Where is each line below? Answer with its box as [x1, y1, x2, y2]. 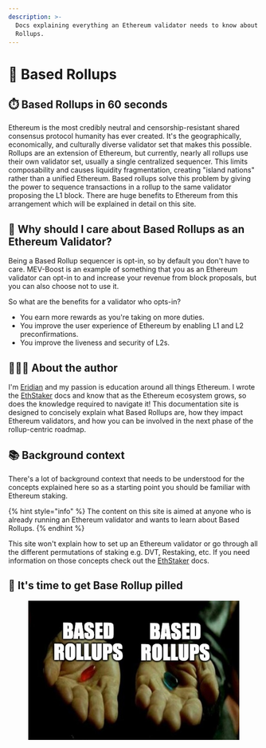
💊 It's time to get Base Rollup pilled [8, 579, 183, 592]
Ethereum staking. [8, 491, 68, 501]
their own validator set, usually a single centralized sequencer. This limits [8, 156, 248, 167]
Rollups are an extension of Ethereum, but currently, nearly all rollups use [8, 148, 248, 158]
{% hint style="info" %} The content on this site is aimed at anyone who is [8, 506, 252, 516]
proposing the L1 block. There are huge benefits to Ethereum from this [8, 191, 239, 200]
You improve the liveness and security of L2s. [19, 338, 170, 347]
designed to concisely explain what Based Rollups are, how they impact [8, 408, 244, 417]
